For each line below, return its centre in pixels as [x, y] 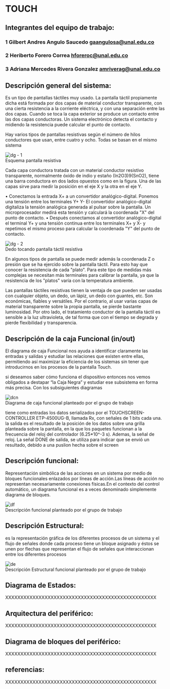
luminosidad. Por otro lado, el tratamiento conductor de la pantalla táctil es [83, 312]
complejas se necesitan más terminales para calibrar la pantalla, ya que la [82, 275]
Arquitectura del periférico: [49, 613]
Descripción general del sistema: [58, 85]
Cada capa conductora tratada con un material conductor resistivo [75, 170]
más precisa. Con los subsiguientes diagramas [54, 387]
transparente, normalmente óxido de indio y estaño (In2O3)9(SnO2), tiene [82, 176]
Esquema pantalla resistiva [33, 161]
